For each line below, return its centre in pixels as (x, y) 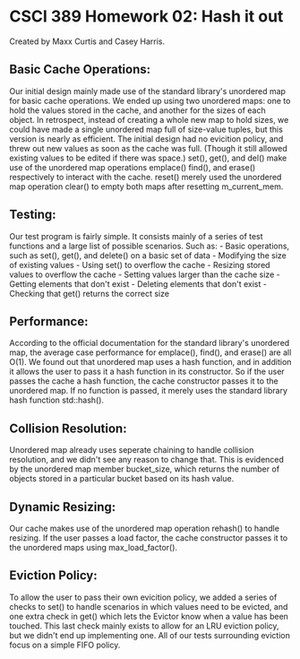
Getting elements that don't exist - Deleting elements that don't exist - (138, 283)
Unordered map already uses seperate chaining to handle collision (132, 450)
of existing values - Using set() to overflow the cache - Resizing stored (140, 264)
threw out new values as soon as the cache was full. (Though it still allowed (149, 148)
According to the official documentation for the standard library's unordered (150, 343)
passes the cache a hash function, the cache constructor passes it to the (144, 381)
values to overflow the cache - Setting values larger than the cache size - (145, 274)
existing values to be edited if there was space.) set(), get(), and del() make (148, 158)
